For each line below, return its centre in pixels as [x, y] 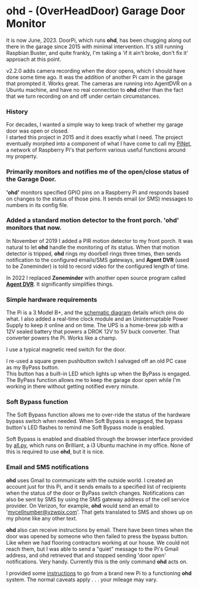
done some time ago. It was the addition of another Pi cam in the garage [94, 77]
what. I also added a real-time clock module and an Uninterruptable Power [97, 319]
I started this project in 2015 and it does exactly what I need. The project [94, 137]
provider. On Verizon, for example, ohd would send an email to [83, 505]
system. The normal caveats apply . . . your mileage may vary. [82, 579]
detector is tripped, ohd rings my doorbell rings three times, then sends [94, 253]
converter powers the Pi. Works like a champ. [62, 338]
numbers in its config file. [37, 205]
